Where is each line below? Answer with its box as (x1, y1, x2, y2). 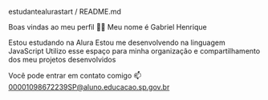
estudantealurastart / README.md (8, 7, 122, 16)
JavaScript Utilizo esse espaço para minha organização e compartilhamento (8, 46, 261, 55)
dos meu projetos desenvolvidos (8, 55, 116, 64)
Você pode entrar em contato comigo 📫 (8, 71, 142, 80)
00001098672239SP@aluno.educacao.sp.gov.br (8, 82, 170, 91)
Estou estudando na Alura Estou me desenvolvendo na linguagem (8, 38, 226, 47)
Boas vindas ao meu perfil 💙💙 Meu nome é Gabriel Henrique (8, 22, 207, 31)
